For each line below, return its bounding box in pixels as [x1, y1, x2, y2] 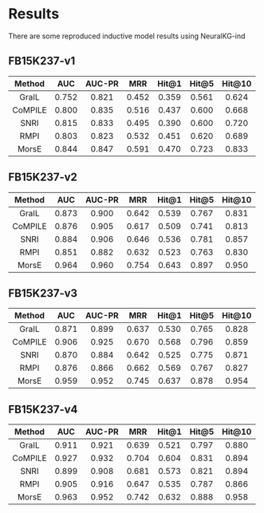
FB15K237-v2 [8, 171, 78, 184]
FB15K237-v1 [8, 54, 76, 68]
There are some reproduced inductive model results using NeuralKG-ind [8, 31, 246, 41]
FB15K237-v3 [8, 286, 78, 300]
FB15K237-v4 [8, 402, 78, 416]
